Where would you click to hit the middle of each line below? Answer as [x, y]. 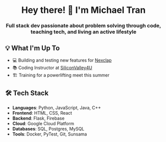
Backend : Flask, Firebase [38, 118]
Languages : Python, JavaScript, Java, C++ [57, 107]
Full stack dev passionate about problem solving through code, [83, 26]
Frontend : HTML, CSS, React [42, 113]
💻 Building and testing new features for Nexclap [62, 60]
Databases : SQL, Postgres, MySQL [48, 129]
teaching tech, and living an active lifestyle [83, 32]
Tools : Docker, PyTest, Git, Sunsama [49, 134]
